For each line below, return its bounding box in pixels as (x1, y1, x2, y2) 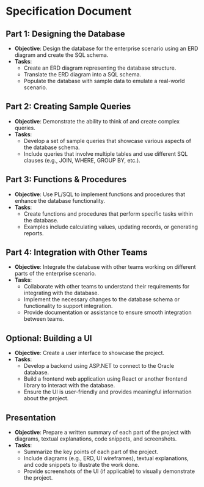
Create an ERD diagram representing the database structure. (23, 64, 177, 71)
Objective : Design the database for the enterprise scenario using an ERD (14, 45, 199, 52)
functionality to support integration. (23, 302, 113, 310)
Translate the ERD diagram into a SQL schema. (23, 71, 142, 78)
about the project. (23, 395, 69, 402)
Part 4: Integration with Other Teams (5, 247, 148, 258)
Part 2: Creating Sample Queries (5, 101, 131, 112)
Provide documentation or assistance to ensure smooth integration (23, 309, 192, 316)
